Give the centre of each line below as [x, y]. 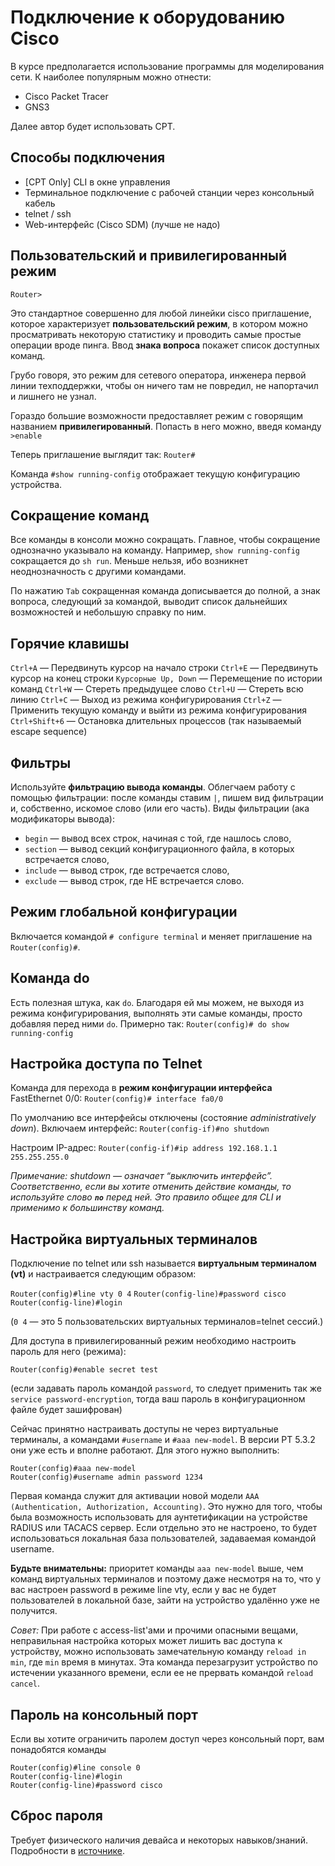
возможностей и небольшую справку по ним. [108, 612]
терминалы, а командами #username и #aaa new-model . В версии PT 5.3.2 [163, 1440]
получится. [34, 1611]
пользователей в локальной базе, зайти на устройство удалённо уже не [165, 1600]
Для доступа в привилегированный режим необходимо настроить [153, 1341]
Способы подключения [88, 157]
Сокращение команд [80, 515]
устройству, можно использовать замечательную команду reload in [158, 1652]
